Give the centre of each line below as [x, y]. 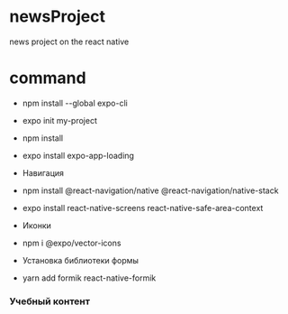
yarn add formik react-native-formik [89, 278]
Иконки [37, 225]
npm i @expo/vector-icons [72, 243]
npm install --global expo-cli [75, 103]
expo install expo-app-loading [78, 155]
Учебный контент [50, 301]
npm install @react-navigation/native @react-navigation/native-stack [150, 190]
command [48, 78]
